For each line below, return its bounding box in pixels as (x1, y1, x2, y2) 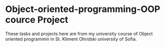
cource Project (5, 14, 68, 25)
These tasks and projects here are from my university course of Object (5, 30, 153, 36)
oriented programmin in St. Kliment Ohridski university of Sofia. (5, 36, 137, 42)
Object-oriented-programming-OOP (5, 3, 160, 15)
